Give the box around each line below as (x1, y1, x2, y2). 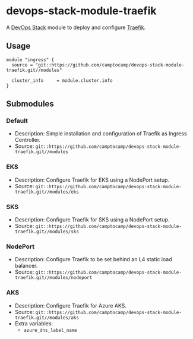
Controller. (14, 137, 41, 144)
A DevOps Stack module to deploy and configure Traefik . (6, 24, 146, 31)
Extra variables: (14, 319, 53, 327)
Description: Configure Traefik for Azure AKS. (14, 302, 126, 309)
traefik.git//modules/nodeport (14, 275, 93, 281)
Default (6, 117, 29, 125)
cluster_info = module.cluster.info (11, 77, 113, 84)
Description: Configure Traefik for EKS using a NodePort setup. (14, 176, 170, 183)
